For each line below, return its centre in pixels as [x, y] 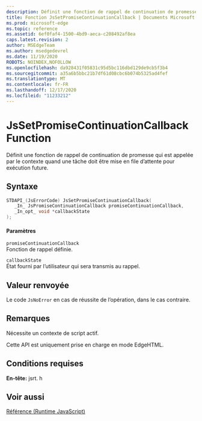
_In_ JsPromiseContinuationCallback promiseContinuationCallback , [99, 206]
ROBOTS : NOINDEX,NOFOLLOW [38, 62]
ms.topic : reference [32, 29]
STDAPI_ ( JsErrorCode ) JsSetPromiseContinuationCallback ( [79, 200]
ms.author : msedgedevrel [37, 51]
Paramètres [21, 231]
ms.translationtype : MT [36, 79]
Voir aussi [25, 397]
